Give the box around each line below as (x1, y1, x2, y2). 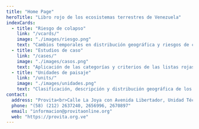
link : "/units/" (17, 75, 57, 81)
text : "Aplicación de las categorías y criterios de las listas (17, 64, 179, 70)
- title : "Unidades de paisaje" (11, 70, 92, 75)
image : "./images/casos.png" (17, 58, 89, 64)
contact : (6, 92, 28, 97)
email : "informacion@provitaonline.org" (11, 108, 113, 114)
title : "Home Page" (6, 8, 54, 15)
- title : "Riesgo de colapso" (11, 25, 86, 32)
